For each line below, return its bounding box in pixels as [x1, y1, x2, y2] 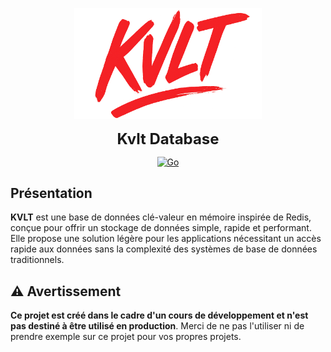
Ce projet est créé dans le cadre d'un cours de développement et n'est [10, 309, 309, 322]
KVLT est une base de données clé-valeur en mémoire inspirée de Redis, [10, 211, 312, 223]
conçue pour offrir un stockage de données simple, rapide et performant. [10, 222, 312, 234]
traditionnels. [10, 254, 65, 266]
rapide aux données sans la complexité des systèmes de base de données [10, 243, 318, 255]
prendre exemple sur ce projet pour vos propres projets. [10, 331, 242, 343]
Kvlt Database [116, 129, 220, 148]
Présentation [10, 184, 93, 202]
